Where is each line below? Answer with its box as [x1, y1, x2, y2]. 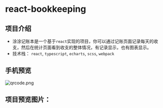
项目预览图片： [5, 95, 51, 104]
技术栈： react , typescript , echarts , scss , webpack [12, 51, 114, 56]
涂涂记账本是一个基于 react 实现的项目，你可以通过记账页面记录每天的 [12, 38, 154, 44]
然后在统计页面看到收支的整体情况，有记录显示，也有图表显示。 [21, 44, 152, 50]
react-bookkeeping [5, 3, 86, 15]
